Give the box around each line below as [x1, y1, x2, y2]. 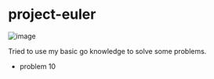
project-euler [8, 5, 96, 23]
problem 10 [19, 61, 56, 71]
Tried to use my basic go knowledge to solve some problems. [8, 46, 207, 56]
